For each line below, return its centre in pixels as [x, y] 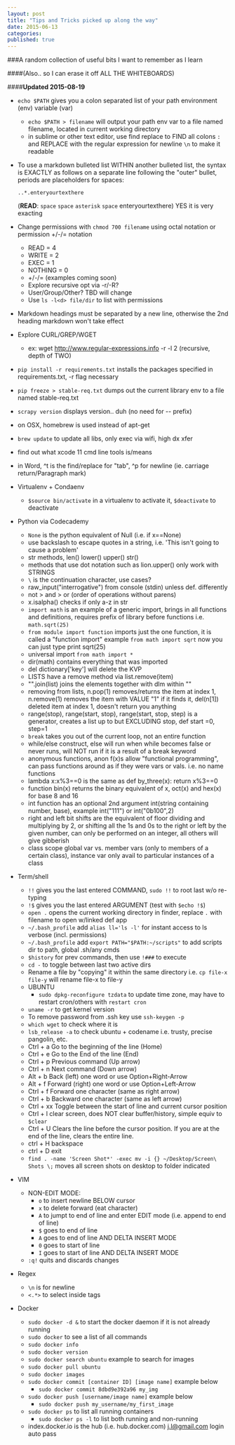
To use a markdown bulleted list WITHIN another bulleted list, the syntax [122, 165]
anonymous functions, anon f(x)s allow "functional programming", [123, 759]
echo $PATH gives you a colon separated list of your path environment [117, 101]
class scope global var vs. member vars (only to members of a [118, 848]
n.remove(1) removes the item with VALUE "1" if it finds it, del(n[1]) [123, 699]
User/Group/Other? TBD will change [80, 293]
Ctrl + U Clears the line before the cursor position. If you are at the [123, 1129]
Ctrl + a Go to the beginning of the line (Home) [95, 1047]
